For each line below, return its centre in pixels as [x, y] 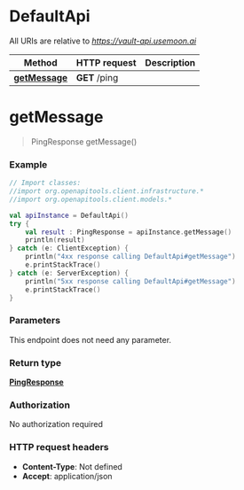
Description [170, 62]
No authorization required [56, 424]
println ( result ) [55, 240]
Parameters [35, 321]
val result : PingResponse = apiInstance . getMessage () [129, 232]
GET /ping [97, 77]
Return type [35, 362]
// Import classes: [45, 183]
